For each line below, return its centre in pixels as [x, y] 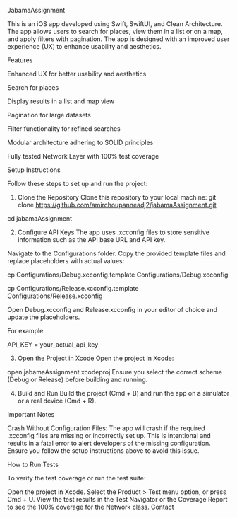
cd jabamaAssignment [40, 218]
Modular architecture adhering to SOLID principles [80, 142]
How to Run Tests [33, 464]
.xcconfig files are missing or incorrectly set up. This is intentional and [109, 436]
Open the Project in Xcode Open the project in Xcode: [96, 358]
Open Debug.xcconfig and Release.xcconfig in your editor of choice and [112, 310]
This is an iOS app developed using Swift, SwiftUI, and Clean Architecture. [115, 24]
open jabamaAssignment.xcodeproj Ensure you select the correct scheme [115, 372]
